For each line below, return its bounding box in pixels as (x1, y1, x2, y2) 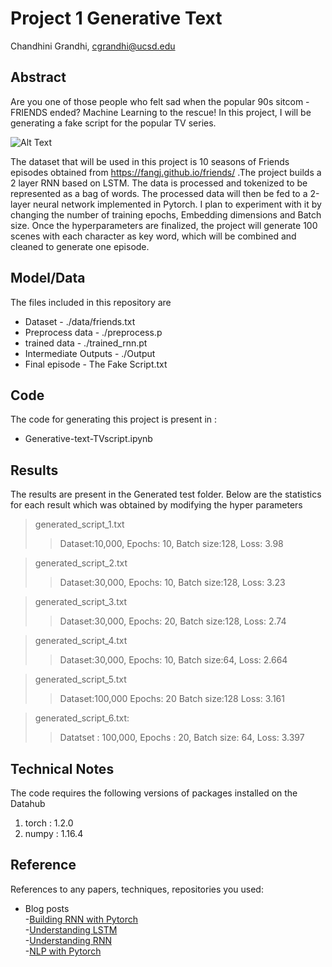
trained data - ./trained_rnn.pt (24, 337, 148, 349)
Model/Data (10, 270, 86, 287)
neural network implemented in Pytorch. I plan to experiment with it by (33, 198, 322, 210)
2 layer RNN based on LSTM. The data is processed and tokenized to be (10, 177, 308, 189)
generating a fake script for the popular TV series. (10, 117, 217, 129)
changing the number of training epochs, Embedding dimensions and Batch (10, 208, 322, 221)
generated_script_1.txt (34, 518, 125, 531)
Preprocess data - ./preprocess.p (24, 326, 163, 338)
